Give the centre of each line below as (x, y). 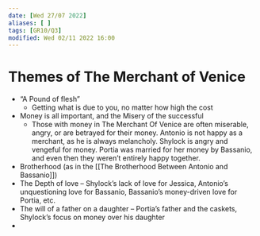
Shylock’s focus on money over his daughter (92, 217)
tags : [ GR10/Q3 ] (35, 30)
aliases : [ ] (30, 23)
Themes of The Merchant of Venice (127, 77)
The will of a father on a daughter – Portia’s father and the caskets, (128, 209)
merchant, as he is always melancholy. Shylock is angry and (130, 141)
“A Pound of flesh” (50, 99)
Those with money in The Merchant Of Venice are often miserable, (140, 125)
